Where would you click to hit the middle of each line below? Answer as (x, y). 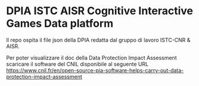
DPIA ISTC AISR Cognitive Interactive (100, 11)
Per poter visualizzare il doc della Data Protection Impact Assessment (91, 58)
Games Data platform (60, 23)
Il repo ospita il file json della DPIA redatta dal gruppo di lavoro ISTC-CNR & (98, 40)
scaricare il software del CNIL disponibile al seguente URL (77, 64)
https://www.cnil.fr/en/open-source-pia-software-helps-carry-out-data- (95, 70)
